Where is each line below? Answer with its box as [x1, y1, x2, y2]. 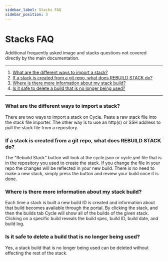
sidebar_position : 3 [5, 12, 48, 17]
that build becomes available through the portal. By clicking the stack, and [5, 205, 158, 211]
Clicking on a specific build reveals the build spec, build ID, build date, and [5, 216, 158, 222]
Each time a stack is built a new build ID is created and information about [5, 200, 155, 206]
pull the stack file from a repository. [5, 124, 78, 130]
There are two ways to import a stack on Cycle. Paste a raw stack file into [5, 114, 157, 120]
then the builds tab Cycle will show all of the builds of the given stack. [5, 210, 149, 216]
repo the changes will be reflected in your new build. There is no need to [5, 165, 155, 171]
